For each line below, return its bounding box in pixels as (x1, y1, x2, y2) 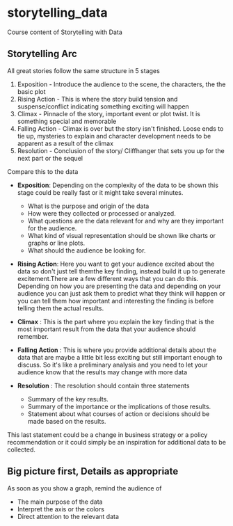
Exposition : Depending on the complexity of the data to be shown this (17, 181, 219, 189)
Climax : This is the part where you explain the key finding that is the (17, 317, 214, 326)
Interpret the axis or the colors (17, 504, 104, 513)
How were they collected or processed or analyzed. (27, 209, 176, 217)
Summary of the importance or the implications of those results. (27, 402, 211, 411)
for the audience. (27, 224, 77, 232)
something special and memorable (17, 117, 117, 125)
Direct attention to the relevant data (17, 512, 120, 520)
